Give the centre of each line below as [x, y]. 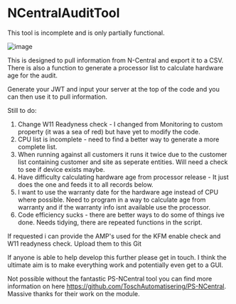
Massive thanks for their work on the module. [74, 293]
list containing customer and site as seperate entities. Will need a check [123, 162]
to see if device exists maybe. [61, 169]
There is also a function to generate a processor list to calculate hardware [116, 67]
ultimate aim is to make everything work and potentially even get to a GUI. [116, 265]
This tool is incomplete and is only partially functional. [86, 33]
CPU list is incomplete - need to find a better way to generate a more [118, 139]
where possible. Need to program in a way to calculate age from [112, 200]
